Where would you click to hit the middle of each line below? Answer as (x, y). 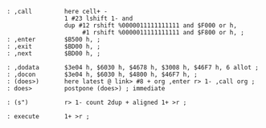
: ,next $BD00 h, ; (54, 54)
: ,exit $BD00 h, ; (54, 46)
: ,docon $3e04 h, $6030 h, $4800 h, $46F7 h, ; (102, 74)
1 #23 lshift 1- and (98, 18)
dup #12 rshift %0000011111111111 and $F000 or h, (151, 26)
